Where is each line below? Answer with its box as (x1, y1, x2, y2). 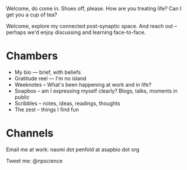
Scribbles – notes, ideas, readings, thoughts (14, 100, 121, 107)
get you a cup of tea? (6, 11, 57, 18)
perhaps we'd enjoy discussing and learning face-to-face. (6, 29, 146, 36)
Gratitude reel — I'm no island (14, 74, 86, 81)
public (14, 93, 30, 100)
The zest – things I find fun (14, 106, 79, 113)
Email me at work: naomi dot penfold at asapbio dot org (6, 146, 140, 153)
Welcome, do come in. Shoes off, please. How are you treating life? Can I (6, 5, 182, 12)
